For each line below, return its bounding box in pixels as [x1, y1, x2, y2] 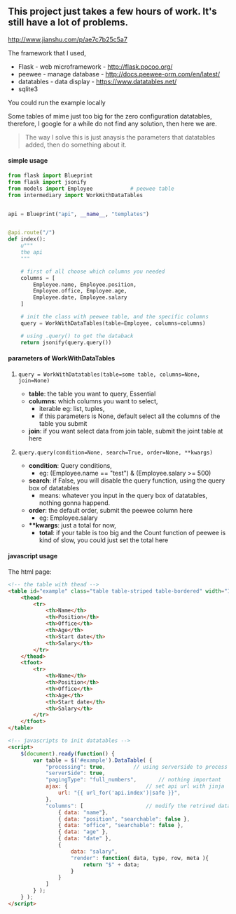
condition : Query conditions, [28, 461, 113, 469]
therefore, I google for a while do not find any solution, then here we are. [8, 119, 217, 128]
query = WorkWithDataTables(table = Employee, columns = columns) [20, 319, 206, 327]
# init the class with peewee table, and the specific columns [20, 314, 209, 321]
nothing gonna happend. [39, 498, 111, 507]
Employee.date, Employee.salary [33, 294, 128, 301]
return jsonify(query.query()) [20, 339, 112, 346]
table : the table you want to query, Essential [28, 389, 156, 398]
